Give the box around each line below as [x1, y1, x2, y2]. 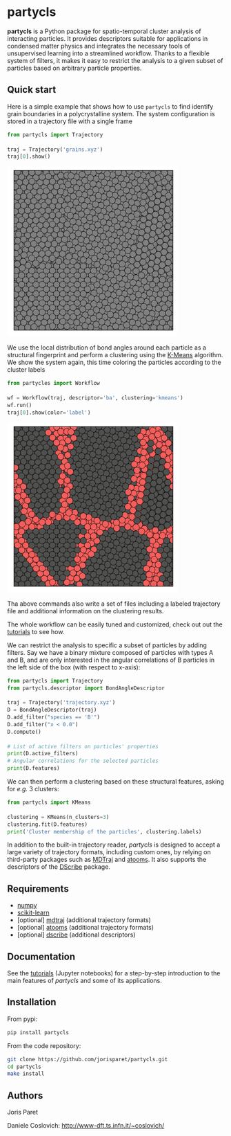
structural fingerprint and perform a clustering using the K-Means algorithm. [7, 351, 223, 359]
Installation [7, 996, 57, 1008]
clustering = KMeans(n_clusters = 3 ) [7, 813, 110, 820]
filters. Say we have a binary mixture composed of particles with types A [7, 648, 214, 656]
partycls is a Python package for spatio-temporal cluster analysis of [7, 27, 201, 35]
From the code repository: [7, 1041, 81, 1049]
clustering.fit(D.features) [7, 821, 88, 828]
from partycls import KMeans [7, 799, 91, 806]
